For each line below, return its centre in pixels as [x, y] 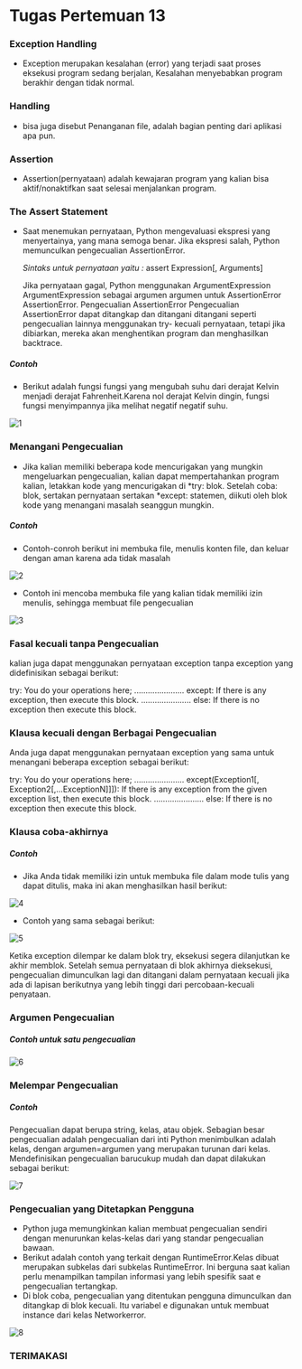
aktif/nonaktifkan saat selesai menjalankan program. [119, 188]
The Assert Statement [59, 211]
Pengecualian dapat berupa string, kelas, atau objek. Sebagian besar [137, 1130]
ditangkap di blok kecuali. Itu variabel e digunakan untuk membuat [146, 1306]
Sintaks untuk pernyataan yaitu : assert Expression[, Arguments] [142, 268]
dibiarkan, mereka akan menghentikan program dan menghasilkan [145, 333]
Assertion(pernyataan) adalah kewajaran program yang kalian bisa [146, 179]
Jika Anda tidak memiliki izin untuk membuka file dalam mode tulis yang [156, 877]
